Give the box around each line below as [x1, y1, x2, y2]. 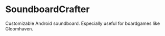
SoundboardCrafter [5, 4, 90, 15]
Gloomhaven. [5, 25, 33, 31]
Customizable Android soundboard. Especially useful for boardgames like [5, 20, 160, 26]
